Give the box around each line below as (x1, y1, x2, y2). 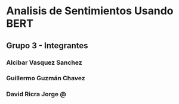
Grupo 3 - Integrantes (6, 40, 88, 51)
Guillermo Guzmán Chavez (6, 74, 85, 83)
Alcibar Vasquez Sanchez (6, 58, 82, 67)
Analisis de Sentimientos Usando (6, 4, 174, 18)
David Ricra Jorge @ (6, 90, 67, 99)
